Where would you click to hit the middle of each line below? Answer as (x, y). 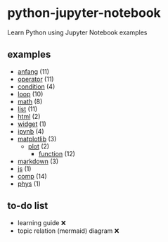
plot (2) (39, 146)
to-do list (28, 206)
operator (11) (35, 79)
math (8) (30, 101)
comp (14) (32, 176)
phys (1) (29, 184)
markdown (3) (38, 161)
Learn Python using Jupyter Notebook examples (77, 32)
